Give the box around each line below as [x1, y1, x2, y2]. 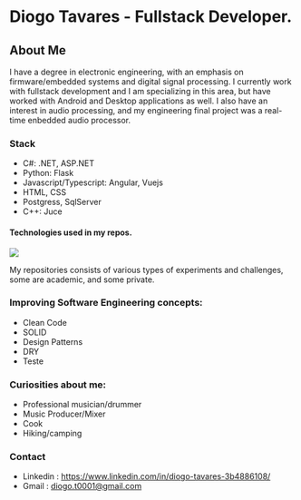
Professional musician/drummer [22, 399, 142, 410]
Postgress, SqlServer [22, 197, 102, 208]
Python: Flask [22, 168, 74, 179]
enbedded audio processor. [27, 115, 131, 125]
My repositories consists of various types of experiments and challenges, [9, 264, 284, 275]
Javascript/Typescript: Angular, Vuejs [22, 177, 163, 188]
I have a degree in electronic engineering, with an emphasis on [9, 66, 244, 77]
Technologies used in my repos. [9, 227, 133, 238]
